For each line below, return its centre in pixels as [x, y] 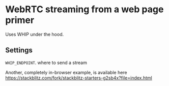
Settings [19, 50]
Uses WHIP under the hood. [35, 34]
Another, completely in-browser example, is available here [66, 72]
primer [20, 20]
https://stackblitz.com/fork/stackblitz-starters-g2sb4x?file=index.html [79, 78]
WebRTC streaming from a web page [84, 9]
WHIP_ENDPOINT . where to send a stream [46, 63]
